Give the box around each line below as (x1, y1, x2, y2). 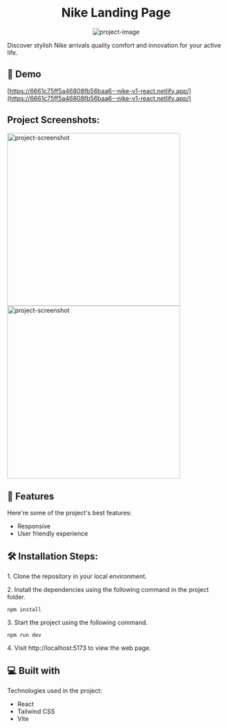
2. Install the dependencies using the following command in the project (7, 586, 209, 594)
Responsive (17, 522, 50, 530)
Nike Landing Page (61, 5, 171, 21)
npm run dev (7, 632, 41, 639)
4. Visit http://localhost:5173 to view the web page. (7, 644, 151, 652)
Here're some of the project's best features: (7, 509, 133, 517)
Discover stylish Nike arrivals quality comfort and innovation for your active (7, 41, 221, 49)
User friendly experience (17, 530, 88, 538)
